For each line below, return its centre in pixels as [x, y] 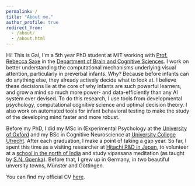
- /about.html [28, 38]
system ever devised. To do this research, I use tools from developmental [94, 99]
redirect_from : [25, 28]
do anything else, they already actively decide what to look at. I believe [91, 80]
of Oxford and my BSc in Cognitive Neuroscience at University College [91, 134]
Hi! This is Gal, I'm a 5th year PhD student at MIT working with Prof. [87, 55]
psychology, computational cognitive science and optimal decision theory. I [97, 105]
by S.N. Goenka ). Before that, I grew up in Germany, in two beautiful [88, 159]
